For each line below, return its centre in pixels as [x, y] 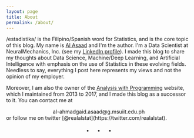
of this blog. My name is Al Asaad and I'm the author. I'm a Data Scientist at [97, 45]
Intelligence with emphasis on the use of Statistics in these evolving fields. [96, 64]
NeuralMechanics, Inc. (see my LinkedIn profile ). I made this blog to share [96, 52]
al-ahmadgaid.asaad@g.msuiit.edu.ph [99, 112]
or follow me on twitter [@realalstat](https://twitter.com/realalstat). [87, 118]
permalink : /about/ [30, 22]
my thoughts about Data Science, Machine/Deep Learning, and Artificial [93, 58]
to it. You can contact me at [39, 100]
